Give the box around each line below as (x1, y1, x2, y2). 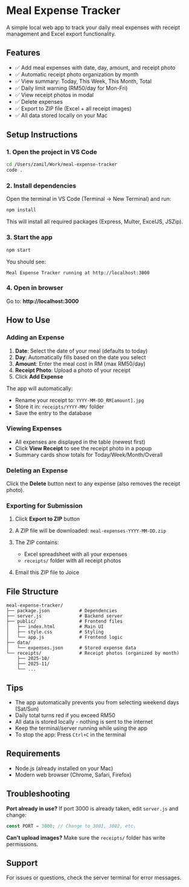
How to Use (6, 315, 51, 325)
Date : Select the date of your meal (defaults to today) (14, 347, 148, 354)
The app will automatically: (6, 385, 73, 392)
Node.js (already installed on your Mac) (14, 764, 114, 772)
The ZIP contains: (14, 539, 59, 546)
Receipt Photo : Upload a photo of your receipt (14, 366, 131, 374)
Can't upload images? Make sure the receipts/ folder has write (6, 834, 165, 841)
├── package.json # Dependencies (6, 608, 118, 614)
